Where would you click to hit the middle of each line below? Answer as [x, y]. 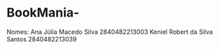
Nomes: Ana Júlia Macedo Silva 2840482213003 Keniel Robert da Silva [110, 32]
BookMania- [43, 13]
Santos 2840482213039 [42, 39]
